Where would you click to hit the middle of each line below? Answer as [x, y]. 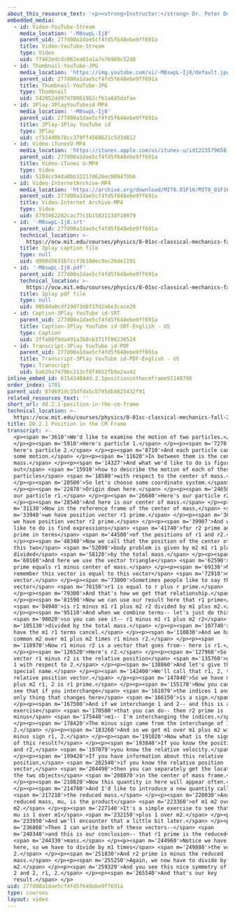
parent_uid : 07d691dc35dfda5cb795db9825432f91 [76, 392]
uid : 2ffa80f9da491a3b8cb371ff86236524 [78, 339]
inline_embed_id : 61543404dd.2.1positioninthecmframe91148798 [100, 378]
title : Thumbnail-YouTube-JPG [64, 85]
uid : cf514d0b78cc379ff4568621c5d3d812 [78, 137]
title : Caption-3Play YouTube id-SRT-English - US [95, 326]
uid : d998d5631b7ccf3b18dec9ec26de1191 [78, 261]
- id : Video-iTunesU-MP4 [50, 144]
